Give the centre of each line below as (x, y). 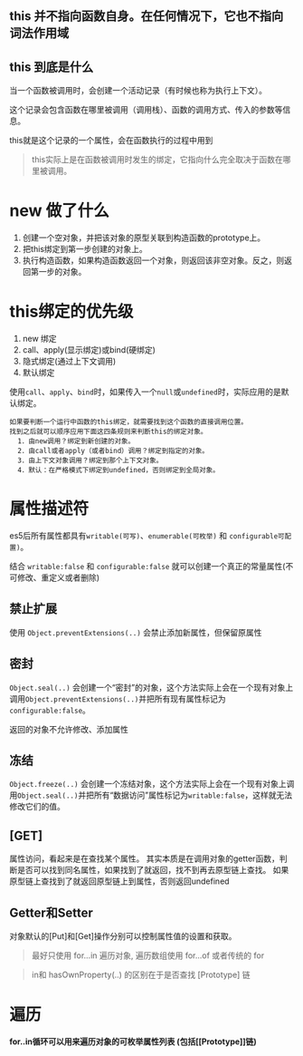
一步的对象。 (62, 272)
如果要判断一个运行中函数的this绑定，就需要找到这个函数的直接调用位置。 (129, 422)
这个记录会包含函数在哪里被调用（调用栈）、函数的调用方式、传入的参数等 (146, 110)
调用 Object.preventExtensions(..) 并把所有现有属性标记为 (118, 698)
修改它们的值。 (37, 807)
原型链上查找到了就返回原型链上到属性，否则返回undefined (119, 881)
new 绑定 (39, 339)
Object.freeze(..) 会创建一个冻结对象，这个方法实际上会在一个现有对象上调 (152, 784)
